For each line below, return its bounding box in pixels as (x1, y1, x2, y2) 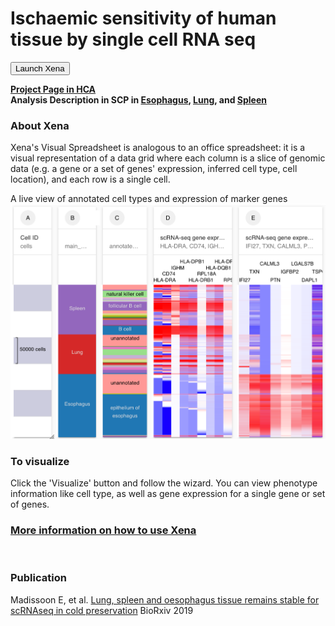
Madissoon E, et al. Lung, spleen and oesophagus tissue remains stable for (10, 593, 320, 606)
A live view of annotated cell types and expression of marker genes (10, 193, 288, 205)
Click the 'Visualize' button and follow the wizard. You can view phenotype (10, 477, 318, 489)
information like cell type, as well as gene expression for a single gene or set (10, 487, 326, 499)
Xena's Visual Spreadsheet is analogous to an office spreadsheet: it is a (10, 142, 306, 154)
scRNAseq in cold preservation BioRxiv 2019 (10, 604, 194, 616)
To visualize (10, 454, 70, 468)
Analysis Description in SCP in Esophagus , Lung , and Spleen (10, 93, 267, 106)
